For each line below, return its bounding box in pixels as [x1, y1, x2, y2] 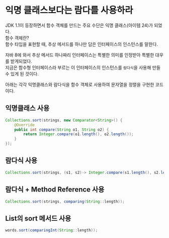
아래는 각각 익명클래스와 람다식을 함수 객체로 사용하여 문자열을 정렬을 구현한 [5, 81, 154, 87]
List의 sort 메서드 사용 [5, 214, 71, 222]
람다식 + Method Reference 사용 [5, 185, 105, 194]
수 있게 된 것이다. [5, 71, 39, 77]
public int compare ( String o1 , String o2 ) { [14, 127, 109, 132]
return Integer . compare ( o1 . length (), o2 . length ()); [23, 132, 134, 137]
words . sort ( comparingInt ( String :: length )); [5, 228, 98, 233]
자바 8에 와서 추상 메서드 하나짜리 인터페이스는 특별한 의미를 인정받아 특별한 [5, 51, 154, 58]
